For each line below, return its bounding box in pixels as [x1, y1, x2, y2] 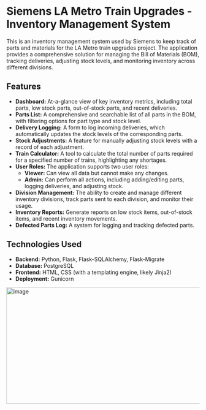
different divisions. [6, 63, 53, 71]
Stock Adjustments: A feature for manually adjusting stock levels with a [15, 137, 197, 144]
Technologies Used [6, 239, 82, 249]
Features [6, 82, 41, 92]
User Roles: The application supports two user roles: [15, 162, 149, 170]
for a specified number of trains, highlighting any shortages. [15, 156, 167, 164]
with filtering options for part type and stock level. [15, 117, 142, 124]
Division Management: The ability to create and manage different [15, 189, 182, 196]
